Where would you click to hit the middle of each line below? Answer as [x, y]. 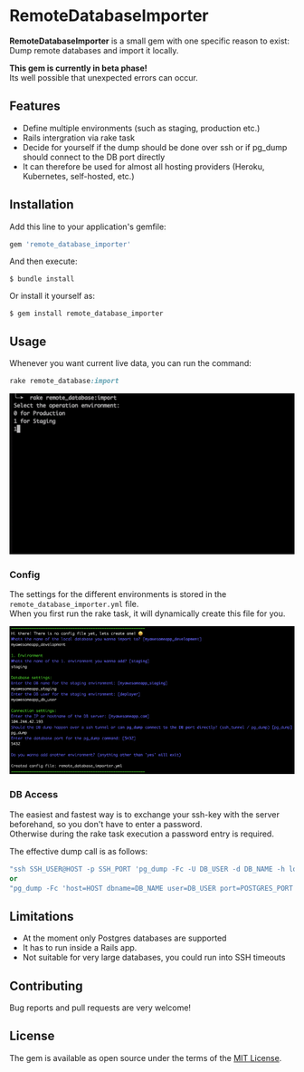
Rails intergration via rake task [79, 138]
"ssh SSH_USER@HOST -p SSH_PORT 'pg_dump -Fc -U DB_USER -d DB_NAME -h [147, 869]
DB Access [34, 795]
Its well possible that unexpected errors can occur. [104, 77]
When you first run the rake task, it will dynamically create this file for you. [147, 613]
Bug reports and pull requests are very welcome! [100, 1008]
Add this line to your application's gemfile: [88, 227]
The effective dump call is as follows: [79, 851]
